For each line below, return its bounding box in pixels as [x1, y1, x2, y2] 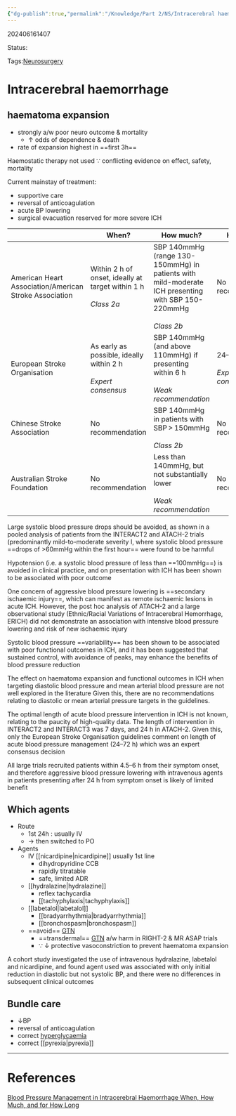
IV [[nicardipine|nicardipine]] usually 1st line [27, 852, 155, 860]
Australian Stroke [11, 473, 68, 483]
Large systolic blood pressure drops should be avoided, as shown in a [7, 523, 210, 531]
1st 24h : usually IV [27, 829, 83, 838]
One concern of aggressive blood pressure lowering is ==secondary [7, 587, 206, 596]
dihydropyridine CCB [38, 860, 99, 868]
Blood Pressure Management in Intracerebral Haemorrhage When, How [7, 1094, 214, 1102]
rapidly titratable [38, 867, 86, 875]
